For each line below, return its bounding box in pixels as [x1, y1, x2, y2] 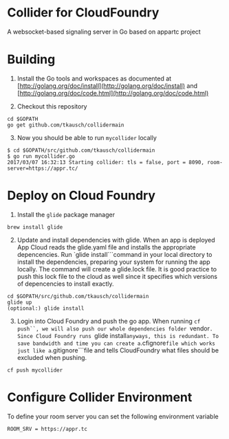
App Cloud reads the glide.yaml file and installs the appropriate [17, 243, 196, 251]
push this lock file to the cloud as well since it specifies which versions [17, 272, 218, 280]
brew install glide [7, 223, 63, 231]
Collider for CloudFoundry [7, 5, 160, 21]
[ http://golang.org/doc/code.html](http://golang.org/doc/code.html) [17, 89, 209, 97]
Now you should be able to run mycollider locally [17, 133, 157, 142]
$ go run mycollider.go [7, 153, 76, 159]
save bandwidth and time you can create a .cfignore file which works [17, 339, 215, 347]
